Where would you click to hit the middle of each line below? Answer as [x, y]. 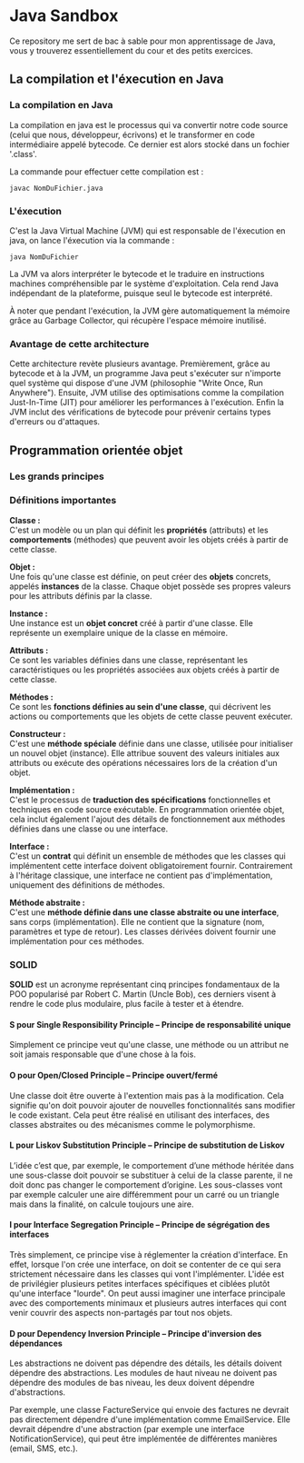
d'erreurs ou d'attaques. [55, 422]
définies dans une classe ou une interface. [89, 829]
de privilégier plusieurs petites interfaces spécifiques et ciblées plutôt [140, 1283]
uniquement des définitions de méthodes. [87, 885]
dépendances [36, 1343]
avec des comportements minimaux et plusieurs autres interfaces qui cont [148, 1303]
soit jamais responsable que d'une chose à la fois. [103, 1054]
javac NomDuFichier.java [56, 188]
